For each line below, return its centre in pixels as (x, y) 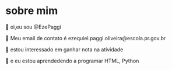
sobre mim (32, 11)
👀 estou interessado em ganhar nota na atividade (64, 49)
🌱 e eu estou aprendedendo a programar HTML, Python (72, 61)
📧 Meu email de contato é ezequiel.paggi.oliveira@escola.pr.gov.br (86, 38)
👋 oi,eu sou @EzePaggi (34, 27)
